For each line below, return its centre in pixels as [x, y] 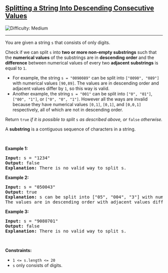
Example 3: [17, 211]
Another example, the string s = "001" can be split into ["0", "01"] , [82, 93]
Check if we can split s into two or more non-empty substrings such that [81, 52]
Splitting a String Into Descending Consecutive [80, 8]
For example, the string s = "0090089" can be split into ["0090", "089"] [86, 77]
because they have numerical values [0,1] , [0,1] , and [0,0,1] [77, 104]
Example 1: [17, 148]
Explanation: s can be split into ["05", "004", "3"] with [79, 197]
